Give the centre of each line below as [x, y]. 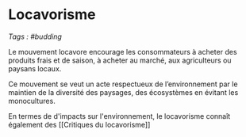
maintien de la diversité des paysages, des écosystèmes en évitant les [123, 92]
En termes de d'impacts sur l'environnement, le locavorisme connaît [119, 116]
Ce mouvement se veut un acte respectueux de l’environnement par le [123, 84]
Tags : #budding [35, 36]
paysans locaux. [35, 68]
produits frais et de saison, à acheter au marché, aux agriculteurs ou [120, 60]
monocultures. [32, 101]
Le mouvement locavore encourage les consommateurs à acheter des [123, 51]
